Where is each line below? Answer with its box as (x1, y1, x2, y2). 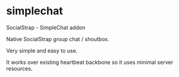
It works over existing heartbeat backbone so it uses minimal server (6, 58, 174, 66)
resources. (6, 64, 33, 72)
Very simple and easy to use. (6, 47, 78, 54)
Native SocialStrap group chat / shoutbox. (6, 35, 110, 42)
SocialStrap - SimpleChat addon (6, 24, 86, 31)
